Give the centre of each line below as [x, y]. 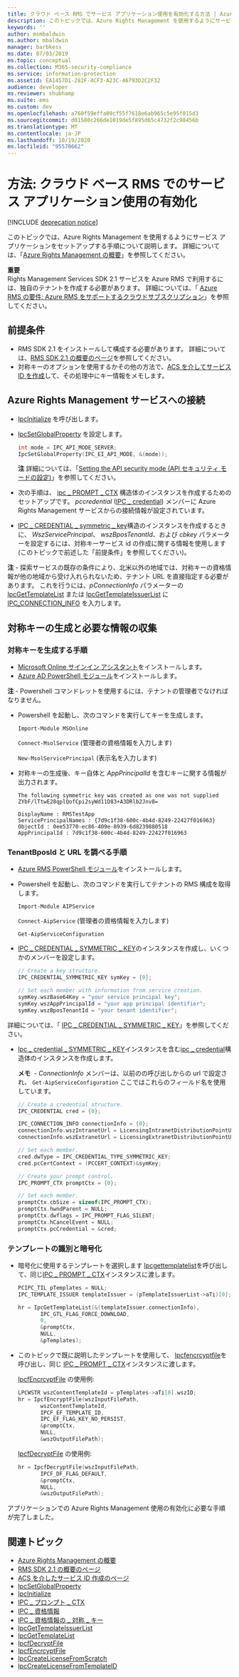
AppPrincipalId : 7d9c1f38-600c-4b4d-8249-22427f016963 [102, 833]
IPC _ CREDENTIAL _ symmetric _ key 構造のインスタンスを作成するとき [122, 526]
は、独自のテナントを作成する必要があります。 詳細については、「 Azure [112, 288]
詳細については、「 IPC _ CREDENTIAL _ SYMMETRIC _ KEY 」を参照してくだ [118, 1025]
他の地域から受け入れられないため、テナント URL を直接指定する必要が [124, 577]
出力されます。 [39, 782]
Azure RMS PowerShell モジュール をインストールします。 [102, 869]
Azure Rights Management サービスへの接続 [106, 400]
